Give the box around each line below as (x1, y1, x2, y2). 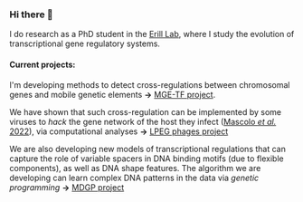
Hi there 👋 (9, 8, 54, 21)
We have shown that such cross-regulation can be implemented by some (9, 106, 282, 117)
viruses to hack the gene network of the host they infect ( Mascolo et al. (9, 116, 277, 127)
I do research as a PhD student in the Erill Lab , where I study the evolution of (9, 29, 295, 40)
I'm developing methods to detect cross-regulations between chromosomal (9, 79, 290, 90)
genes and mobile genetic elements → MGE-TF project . (9, 89, 216, 100)
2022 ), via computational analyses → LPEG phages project (9, 126, 229, 137)
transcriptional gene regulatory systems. (9, 38, 161, 49)
